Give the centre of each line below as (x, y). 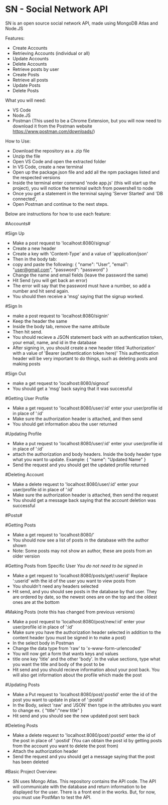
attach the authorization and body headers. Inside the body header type (87, 454)
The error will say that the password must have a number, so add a (81, 286)
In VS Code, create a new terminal (48, 167)
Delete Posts (26, 90)
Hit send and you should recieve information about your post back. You (86, 669)
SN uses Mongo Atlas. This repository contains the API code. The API (84, 781)
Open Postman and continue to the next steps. (60, 204)
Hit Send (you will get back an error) (50, 280)
